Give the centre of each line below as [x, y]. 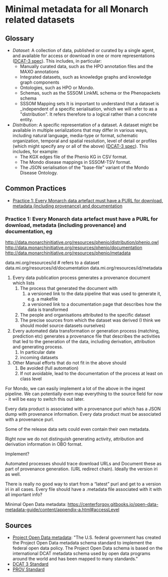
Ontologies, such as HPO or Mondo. [57, 88]
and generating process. [38, 347]
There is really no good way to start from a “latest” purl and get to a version [83, 484]
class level [31, 379]
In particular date [38, 352]
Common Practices [36, 189]
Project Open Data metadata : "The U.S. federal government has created [87, 537]
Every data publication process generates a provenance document [81, 278]
